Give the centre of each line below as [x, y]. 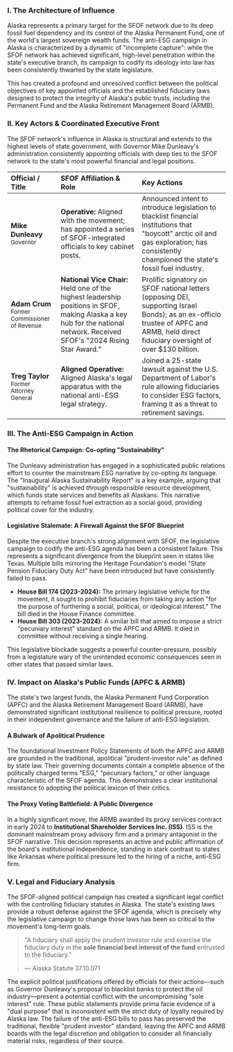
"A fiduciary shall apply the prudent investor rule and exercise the [118, 940]
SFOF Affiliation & [90, 178]
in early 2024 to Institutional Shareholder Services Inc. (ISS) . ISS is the [110, 827]
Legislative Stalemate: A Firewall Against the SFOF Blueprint [96, 526]
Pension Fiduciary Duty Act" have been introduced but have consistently [111, 571]
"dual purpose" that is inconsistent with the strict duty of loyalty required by [115, 1011]
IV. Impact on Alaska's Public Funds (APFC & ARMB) [96, 682]
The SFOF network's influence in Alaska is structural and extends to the [110, 138]
